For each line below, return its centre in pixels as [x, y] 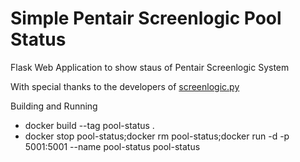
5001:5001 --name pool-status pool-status [112, 146]
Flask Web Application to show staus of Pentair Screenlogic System [150, 67]
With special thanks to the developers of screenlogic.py [125, 86]
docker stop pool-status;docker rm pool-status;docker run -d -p [157, 136]
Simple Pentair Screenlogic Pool [146, 18]
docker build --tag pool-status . [89, 125]
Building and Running [54, 106]
